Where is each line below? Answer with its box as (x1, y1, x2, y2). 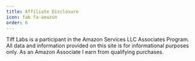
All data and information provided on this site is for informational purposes (6, 42, 190, 49)
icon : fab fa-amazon (6, 14, 58, 20)
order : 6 (6, 20, 28, 25)
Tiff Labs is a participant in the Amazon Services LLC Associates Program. (6, 36, 190, 43)
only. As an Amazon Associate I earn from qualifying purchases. (6, 49, 164, 56)
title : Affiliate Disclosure (6, 8, 79, 15)
